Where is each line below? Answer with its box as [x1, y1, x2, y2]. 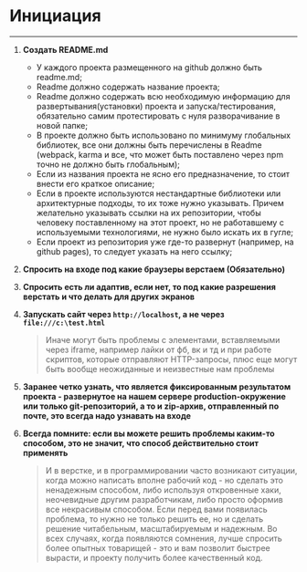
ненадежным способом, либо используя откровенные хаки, [45, 484, 281, 495]
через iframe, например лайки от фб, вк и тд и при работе [45, 344, 272, 355]
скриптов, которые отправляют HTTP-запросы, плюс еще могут [45, 353, 298, 365]
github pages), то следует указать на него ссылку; [36, 245, 233, 256]
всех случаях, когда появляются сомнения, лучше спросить [45, 533, 283, 544]
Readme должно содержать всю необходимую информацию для [36, 90, 291, 101]
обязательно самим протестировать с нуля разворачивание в [36, 110, 281, 121]
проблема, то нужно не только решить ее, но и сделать [45, 513, 263, 525]
